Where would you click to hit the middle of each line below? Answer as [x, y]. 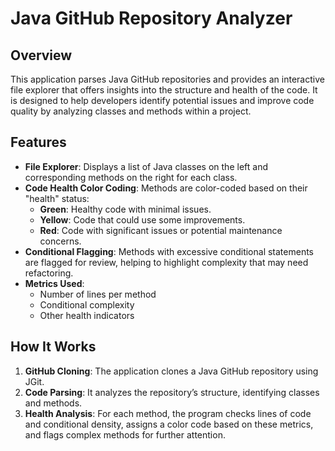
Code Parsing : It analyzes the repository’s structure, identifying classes [172, 392]
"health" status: [57, 198]
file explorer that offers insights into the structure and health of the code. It [164, 90]
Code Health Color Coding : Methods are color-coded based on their [166, 188]
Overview [41, 55]
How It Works [53, 347]
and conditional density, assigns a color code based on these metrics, [169, 424]
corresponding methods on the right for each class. [131, 177]
